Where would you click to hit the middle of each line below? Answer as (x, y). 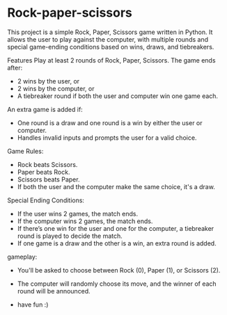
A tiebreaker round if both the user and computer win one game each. (117, 96)
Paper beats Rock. (44, 172)
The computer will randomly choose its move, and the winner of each (117, 284)
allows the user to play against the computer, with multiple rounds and (108, 39)
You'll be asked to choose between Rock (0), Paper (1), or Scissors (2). (119, 270)
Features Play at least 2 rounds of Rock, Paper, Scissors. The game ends (111, 60)
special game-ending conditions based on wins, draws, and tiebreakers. (111, 47)
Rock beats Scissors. (47, 164)
